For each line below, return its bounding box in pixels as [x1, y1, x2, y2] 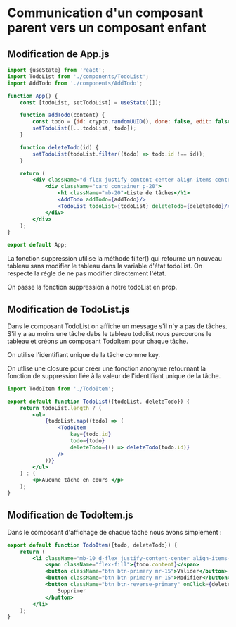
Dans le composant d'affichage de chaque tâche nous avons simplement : [7, 528, 222, 536]
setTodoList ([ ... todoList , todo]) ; [32, 125, 137, 132]
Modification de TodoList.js [7, 303, 130, 315]
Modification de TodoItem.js [7, 509, 133, 521]
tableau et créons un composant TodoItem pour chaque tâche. [7, 337, 188, 345]
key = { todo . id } [70, 431, 112, 438]
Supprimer [57, 587, 86, 595]
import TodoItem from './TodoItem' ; [7, 385, 114, 392]
